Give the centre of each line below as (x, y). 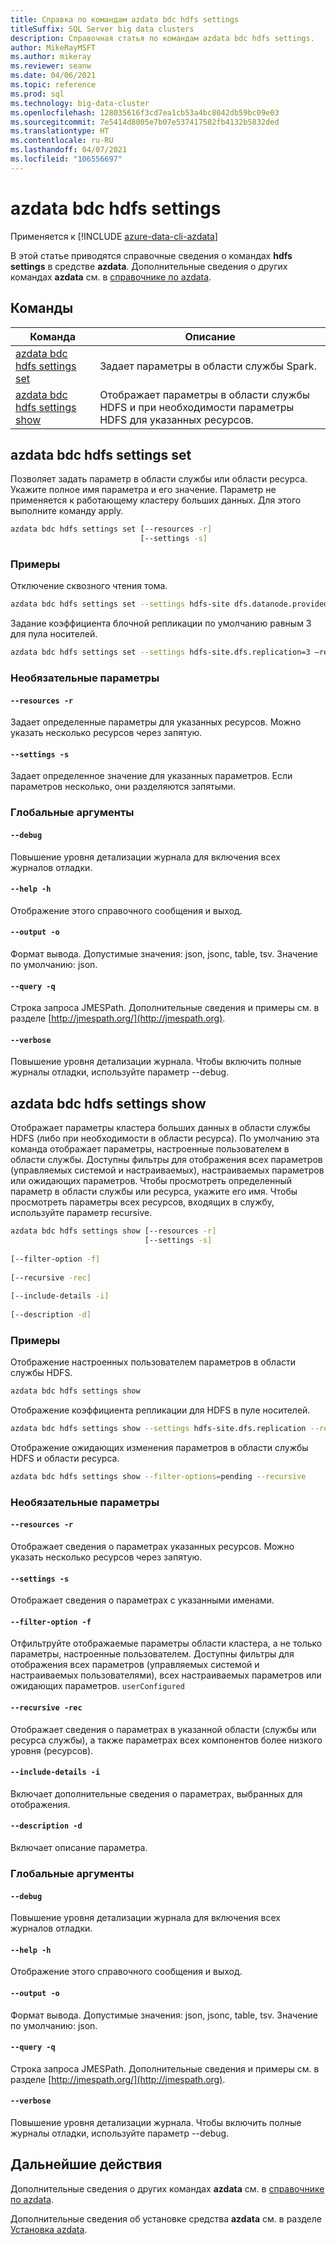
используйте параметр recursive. (81, 1213)
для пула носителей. (54, 634)
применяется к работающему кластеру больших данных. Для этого (156, 500)
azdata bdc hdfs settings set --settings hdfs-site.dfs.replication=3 (160, 652)
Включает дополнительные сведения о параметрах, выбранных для (156, 1793)
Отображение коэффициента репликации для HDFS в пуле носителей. (160, 1410)
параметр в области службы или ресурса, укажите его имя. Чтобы (154, 1192)
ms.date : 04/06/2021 (53, 76)
